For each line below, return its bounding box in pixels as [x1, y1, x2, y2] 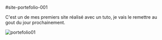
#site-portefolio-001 [5, 5, 48, 10]
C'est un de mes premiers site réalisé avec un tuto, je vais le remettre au [5, 14, 157, 20]
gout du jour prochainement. [5, 20, 65, 25]
